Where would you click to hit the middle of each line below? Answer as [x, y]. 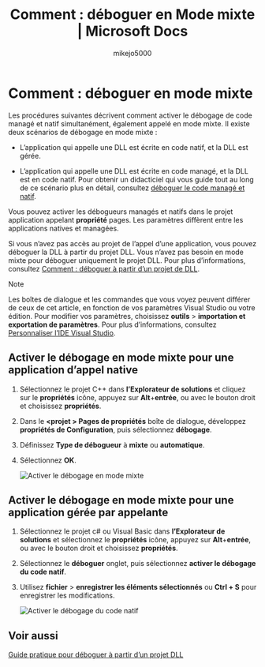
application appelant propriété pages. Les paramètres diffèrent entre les [126, 219]
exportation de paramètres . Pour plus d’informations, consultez [112, 324]
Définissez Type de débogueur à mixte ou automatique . [112, 444]
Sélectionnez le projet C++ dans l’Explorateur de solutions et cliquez [132, 389]
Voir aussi [33, 636]
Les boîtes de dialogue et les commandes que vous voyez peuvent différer [129, 299]
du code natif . [43, 572]
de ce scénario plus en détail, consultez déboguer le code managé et [132, 188]
